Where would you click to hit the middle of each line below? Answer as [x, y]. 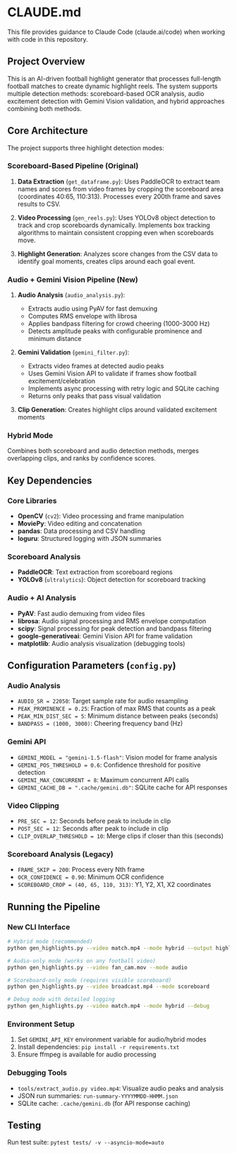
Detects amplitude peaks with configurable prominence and [115, 331]
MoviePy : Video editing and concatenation [80, 524]
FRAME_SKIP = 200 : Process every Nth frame [81, 870]
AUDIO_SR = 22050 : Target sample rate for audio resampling [103, 701]
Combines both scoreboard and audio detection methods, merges [103, 451]
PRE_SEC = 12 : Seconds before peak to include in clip [94, 821]
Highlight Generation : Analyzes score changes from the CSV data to [117, 253]
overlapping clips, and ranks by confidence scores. [82, 458]
